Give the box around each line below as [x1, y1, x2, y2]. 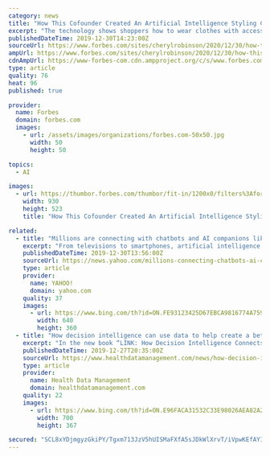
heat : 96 [8, 79, 38, 87]
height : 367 [37, 421, 78, 429]
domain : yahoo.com [29, 286, 92, 294]
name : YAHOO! [29, 279, 74, 287]
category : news [8, 11, 59, 20]
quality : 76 [8, 72, 48, 80]
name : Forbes [15, 109, 59, 117]
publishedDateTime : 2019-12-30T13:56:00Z [22, 249, 163, 257]
